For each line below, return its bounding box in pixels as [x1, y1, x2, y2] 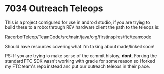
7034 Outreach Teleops [5, 3, 104, 14]
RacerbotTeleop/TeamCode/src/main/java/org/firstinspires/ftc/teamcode [5, 34, 152, 40]
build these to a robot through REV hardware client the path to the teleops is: [5, 24, 160, 30]
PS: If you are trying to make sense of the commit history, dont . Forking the [5, 52, 157, 59]
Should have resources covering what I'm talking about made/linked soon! [5, 43, 155, 49]
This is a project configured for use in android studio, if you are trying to [5, 19, 150, 25]
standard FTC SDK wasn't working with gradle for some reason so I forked [5, 58, 155, 64]
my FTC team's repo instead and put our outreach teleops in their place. [5, 63, 150, 69]
